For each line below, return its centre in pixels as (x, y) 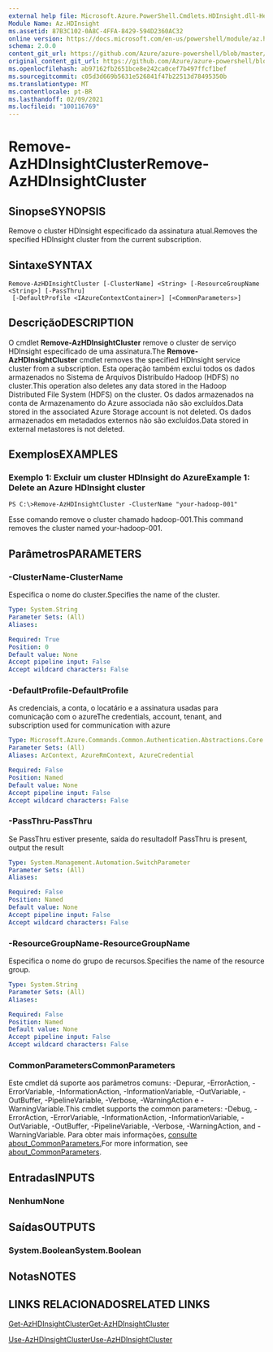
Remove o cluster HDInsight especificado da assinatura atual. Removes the (133, 231)
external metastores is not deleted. (67, 428)
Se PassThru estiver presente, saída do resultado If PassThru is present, (128, 839)
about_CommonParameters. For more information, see (98, 1144)
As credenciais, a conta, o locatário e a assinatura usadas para (113, 708)
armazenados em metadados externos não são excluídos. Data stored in (129, 420)
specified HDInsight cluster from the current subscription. (105, 240)
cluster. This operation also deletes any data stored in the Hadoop (117, 385)
